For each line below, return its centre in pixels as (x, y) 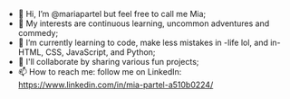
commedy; (38, 33)
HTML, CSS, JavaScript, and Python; (87, 52)
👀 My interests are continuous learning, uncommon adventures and (144, 23)
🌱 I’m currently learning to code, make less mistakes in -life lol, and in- (149, 42)
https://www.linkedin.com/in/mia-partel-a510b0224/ (116, 85)
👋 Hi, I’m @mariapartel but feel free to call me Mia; (112, 14)
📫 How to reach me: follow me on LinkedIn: (100, 72)
